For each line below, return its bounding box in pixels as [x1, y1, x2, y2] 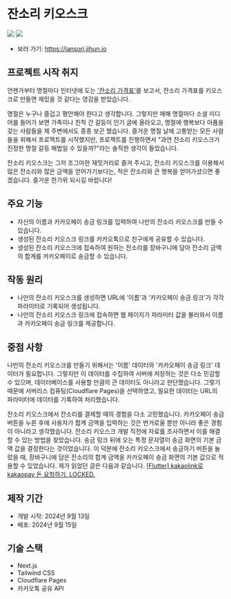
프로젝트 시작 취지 [7, 67, 79, 78]
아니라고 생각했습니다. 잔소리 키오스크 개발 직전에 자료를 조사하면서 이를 [14, 428, 208, 436]
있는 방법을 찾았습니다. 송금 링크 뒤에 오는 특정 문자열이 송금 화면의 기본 [21, 436, 215, 444]
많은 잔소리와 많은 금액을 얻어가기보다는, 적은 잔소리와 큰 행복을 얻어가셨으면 [7, 167, 214, 176]
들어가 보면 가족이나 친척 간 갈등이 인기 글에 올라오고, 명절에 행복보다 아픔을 [19, 118, 224, 126]
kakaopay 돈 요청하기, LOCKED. [7, 470, 95, 479]
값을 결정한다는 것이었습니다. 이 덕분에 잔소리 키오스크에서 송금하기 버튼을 [14, 445, 214, 453]
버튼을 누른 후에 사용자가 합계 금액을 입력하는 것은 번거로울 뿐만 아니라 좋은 [7, 419, 210, 427]
